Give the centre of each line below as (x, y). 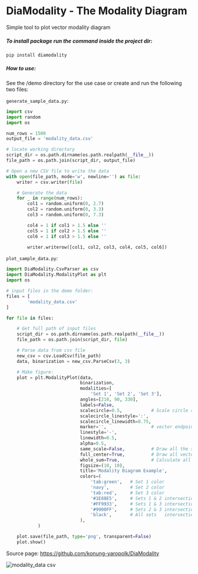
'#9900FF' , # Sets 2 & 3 (126, 510)
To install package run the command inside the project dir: (79, 41)
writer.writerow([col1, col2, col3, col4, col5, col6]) (97, 247)
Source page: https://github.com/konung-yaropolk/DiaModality (83, 553)
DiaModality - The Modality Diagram (97, 11)
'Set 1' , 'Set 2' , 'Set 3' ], (126, 394)
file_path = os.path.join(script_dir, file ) (72, 340)
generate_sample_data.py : (37, 100)
